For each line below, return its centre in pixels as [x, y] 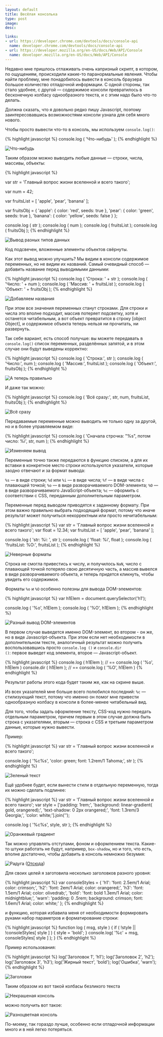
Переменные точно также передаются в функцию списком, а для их [77, 460]
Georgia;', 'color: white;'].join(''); [37, 815]
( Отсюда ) [35, 863]
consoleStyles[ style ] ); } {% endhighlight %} [51, 938]
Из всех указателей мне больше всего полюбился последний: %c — [75, 691]
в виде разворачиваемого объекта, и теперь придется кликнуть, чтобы [80, 574]
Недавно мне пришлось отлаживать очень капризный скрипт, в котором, [81, 69]
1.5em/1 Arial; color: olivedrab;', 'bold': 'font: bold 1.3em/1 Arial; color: [74, 893]
